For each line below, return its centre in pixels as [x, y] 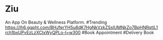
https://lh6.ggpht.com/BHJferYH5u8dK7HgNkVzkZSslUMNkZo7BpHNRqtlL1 [81, 27]
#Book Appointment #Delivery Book [118, 32]
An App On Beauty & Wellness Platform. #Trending [56, 22]
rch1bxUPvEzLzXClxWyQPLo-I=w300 [43, 32]
